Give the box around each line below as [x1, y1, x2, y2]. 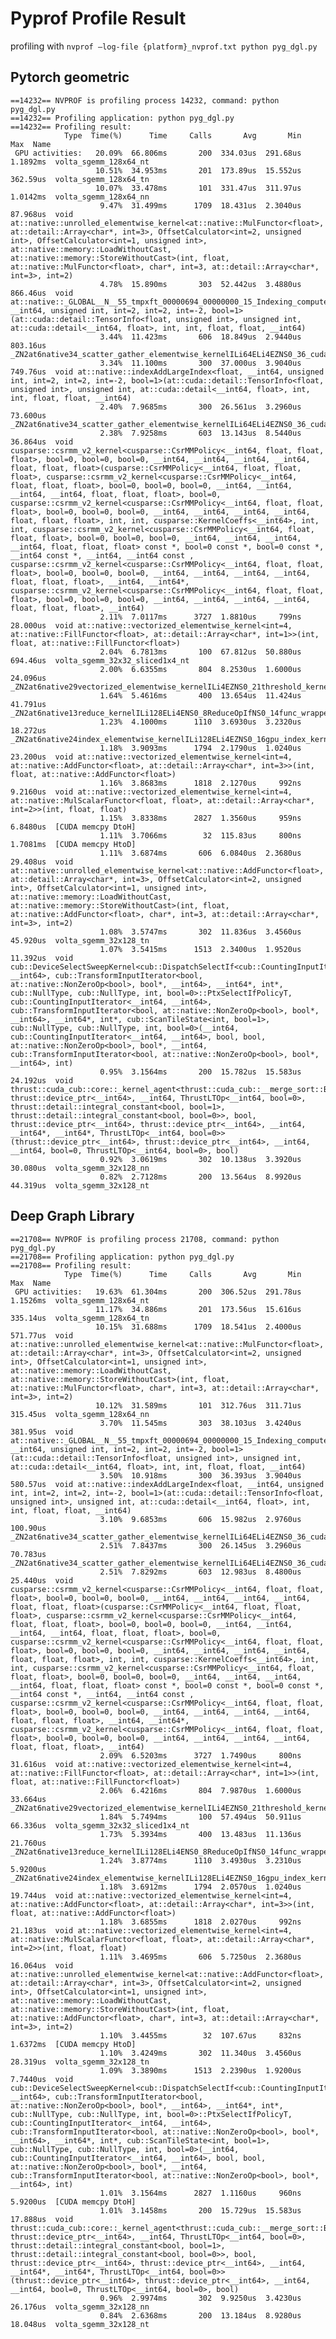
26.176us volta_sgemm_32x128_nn [10, 2302, 150, 2312]
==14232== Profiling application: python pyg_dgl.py [10, 113, 235, 123]
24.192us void [10, 1075, 74, 1086]
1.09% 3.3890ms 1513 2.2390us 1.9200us [99, 2065, 302, 2076]
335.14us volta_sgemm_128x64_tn [10, 1313, 150, 1323]
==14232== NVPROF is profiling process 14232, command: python [10, 95, 280, 106]
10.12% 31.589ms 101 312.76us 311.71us [95, 1400, 302, 1411]
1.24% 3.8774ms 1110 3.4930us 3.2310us [99, 1855, 302, 1866]
